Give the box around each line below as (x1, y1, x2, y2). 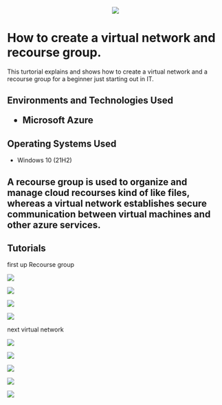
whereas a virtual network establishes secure (7, 197, 208, 209)
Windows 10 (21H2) (16, 156, 72, 164)
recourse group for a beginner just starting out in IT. (7, 74, 155, 83)
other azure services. (7, 219, 101, 230)
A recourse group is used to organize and (7, 176, 188, 188)
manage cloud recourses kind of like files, (7, 186, 190, 199)
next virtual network (7, 325, 64, 333)
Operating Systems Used (7, 138, 117, 149)
